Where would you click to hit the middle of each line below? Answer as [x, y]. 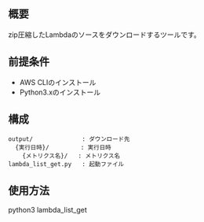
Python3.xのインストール [60, 92]
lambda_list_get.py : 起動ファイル [66, 165]
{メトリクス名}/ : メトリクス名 [71, 156]
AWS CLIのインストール [58, 82]
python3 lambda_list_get [48, 210]
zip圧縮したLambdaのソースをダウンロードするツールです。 [105, 35]
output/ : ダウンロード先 [69, 139]
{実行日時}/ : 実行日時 [63, 148]
